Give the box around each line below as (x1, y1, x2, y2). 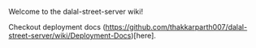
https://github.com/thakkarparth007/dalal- (105, 22, 248, 31)
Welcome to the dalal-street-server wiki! (8, 7, 144, 16)
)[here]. (131, 31, 157, 40)
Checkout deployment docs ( (8, 22, 106, 31)
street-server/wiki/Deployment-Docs (8, 31, 132, 40)
